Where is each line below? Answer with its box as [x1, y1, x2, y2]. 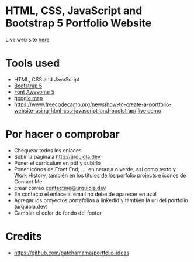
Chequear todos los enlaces [13, 147, 82, 154]
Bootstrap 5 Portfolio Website [5, 16, 152, 30]
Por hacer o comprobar [5, 128, 120, 141]
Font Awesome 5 [13, 88, 55, 95]
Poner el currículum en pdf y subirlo [13, 159, 101, 166]
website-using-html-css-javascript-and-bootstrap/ [13, 107, 137, 114]
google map [13, 94, 43, 101]
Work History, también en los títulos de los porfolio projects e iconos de [13, 172, 186, 179]
